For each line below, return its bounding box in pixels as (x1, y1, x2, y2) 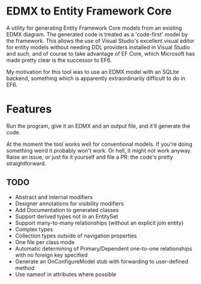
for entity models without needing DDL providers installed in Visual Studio (6, 44, 190, 51)
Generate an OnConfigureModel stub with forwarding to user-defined (15, 257, 189, 265)
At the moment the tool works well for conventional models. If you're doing (6, 140, 193, 148)
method (15, 264, 35, 271)
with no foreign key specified (15, 251, 88, 259)
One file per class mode (15, 238, 75, 246)
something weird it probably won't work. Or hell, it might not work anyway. (6, 147, 192, 154)
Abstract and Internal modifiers (15, 193, 93, 200)
